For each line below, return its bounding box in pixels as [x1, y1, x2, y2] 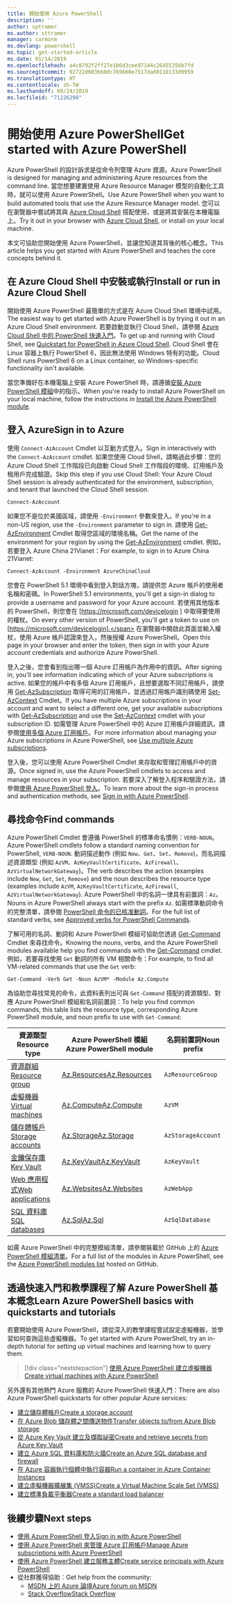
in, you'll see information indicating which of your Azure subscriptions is [7, 670, 214, 678]
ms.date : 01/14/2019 [7, 56, 67, 63]
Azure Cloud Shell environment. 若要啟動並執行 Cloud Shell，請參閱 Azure [7, 322, 219, 331]
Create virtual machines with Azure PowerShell [24, 1372, 159, 1380]
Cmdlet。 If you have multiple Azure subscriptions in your [39, 696, 202, 704]
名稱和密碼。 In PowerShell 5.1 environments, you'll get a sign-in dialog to [7, 589, 215, 598]
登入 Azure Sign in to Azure [7, 424, 125, 436]
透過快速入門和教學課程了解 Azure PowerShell [7, 1282, 207, 1294]
